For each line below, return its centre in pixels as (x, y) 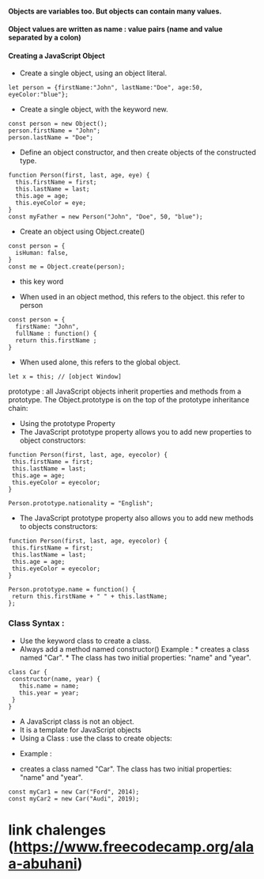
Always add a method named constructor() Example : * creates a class (134, 649)
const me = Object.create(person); (67, 267)
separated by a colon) (45, 38)
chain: (18, 409)
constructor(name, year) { (56, 679)
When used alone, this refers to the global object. (100, 362)
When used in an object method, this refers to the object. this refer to (132, 297)
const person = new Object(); (58, 124)
